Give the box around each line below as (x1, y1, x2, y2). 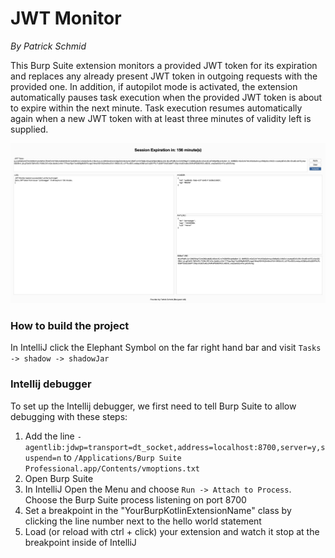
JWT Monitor (10, 7, 122, 30)
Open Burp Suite (24, 472, 94, 484)
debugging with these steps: (10, 410, 128, 422)
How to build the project (10, 319, 130, 333)
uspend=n (24, 453, 62, 463)
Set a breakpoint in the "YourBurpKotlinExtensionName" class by (24, 504, 292, 516)
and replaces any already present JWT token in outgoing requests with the (10, 70, 318, 82)
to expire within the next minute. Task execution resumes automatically (10, 102, 303, 114)
